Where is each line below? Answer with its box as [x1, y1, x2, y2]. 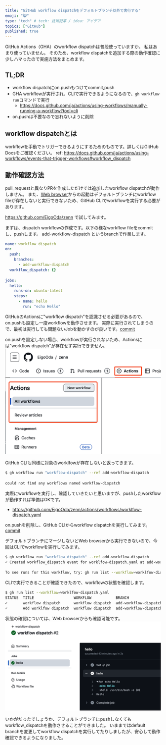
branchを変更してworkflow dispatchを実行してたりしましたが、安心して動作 [5, 728, 161, 734]
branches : [14, 257, 35, 262]
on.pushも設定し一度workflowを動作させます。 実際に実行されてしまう [5, 319, 150, 325]
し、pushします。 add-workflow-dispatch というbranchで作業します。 [5, 231, 149, 237]
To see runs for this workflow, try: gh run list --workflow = [5, 570, 136, 575]
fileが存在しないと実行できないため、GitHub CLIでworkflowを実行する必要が [5, 197, 161, 203]
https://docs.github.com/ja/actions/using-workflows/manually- [19, 102, 148, 108]
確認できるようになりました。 [5, 735, 66, 741]
